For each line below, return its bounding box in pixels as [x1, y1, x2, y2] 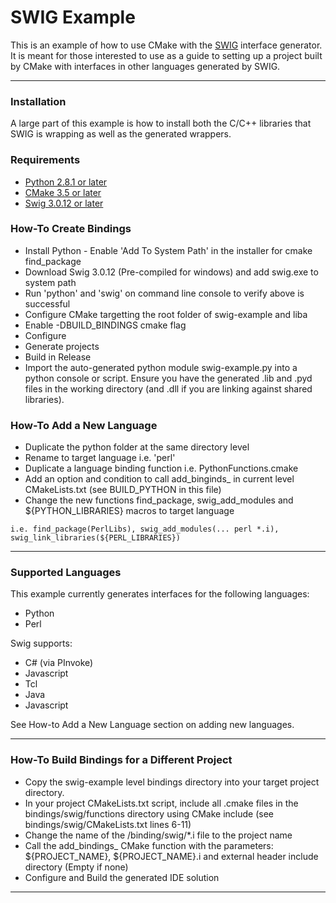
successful [24, 297, 71, 310]
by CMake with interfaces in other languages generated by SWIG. [10, 60, 281, 72]
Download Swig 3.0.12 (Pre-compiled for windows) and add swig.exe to [24, 266, 319, 278]
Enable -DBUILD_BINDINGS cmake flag [24, 319, 187, 331]
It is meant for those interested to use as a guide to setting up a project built [10, 49, 323, 61]
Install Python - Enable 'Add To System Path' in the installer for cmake [24, 244, 313, 256]
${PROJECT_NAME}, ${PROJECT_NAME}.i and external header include [24, 850, 319, 862]
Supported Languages [10, 566, 122, 580]
